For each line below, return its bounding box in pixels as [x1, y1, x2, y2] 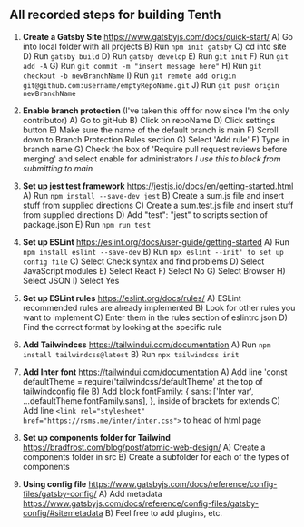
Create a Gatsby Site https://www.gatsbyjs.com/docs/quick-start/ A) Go [22, 31, 293, 42]
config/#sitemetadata [22, 507, 103, 518]
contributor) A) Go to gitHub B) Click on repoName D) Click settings [22, 114, 276, 125]
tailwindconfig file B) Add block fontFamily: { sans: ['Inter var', [22, 385, 254, 396]
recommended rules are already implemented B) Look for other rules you [22, 302, 296, 313]
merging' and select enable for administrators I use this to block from [22, 153, 281, 164]
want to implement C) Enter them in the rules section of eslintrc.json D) [22, 312, 289, 323]
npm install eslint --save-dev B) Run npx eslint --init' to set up [22, 246, 284, 257]
